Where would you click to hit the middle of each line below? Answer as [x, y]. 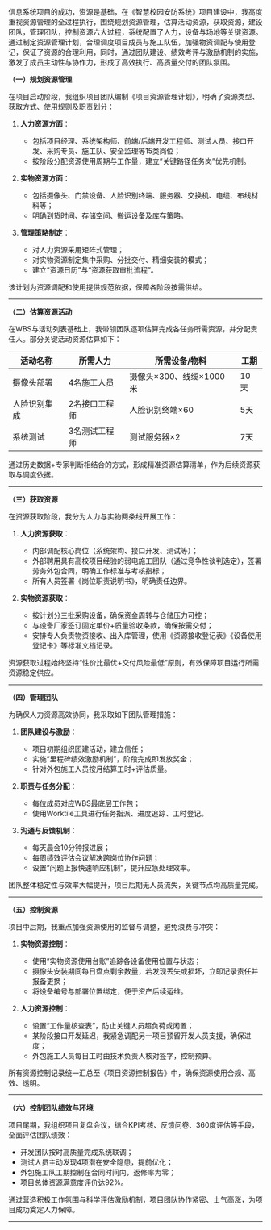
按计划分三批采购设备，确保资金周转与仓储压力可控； [121, 615]
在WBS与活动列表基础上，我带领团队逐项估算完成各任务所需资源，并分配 [129, 329]
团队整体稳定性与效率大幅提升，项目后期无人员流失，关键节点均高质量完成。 [135, 885]
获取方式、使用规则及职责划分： [61, 106]
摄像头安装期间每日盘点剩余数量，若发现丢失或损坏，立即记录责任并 [145, 971]
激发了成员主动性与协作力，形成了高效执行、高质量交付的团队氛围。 [121, 62]
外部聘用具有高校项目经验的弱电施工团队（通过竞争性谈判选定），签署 [147, 561]
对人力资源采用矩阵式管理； [78, 250]
